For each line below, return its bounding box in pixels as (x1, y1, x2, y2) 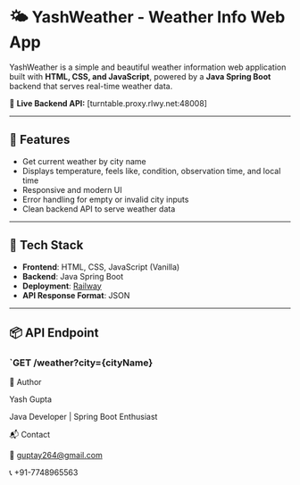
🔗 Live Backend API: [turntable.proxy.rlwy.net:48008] (9, 97, 208, 108)
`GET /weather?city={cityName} (9, 356, 154, 369)
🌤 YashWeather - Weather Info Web (9, 7, 286, 28)
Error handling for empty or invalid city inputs (21, 194, 189, 205)
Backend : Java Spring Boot (21, 271, 124, 281)
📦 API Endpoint (9, 325, 99, 340)
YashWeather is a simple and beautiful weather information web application (9, 62, 287, 72)
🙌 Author (9, 377, 42, 388)
